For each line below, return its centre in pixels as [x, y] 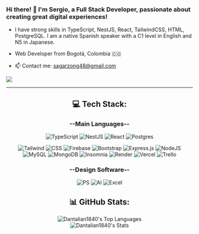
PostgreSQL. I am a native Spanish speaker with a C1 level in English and [103, 36]
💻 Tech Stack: [99, 104]
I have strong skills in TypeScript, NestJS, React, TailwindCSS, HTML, [99, 30]
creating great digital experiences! [57, 17]
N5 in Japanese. [35, 42]
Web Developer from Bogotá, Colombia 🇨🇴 [68, 54]
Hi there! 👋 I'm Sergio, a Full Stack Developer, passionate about [98, 9]
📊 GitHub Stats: [99, 202]
